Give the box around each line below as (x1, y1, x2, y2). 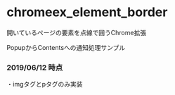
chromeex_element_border (6, 4, 168, 20)
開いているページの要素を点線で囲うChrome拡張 (6, 28, 147, 37)
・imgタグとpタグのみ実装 (6, 80, 83, 89)
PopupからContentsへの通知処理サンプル (6, 43, 126, 51)
